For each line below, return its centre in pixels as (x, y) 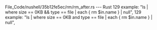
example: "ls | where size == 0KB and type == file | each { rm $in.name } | (79, 17)
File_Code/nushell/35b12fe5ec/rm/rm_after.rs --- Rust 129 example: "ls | (77, 7)
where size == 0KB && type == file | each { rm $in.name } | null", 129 (73, 12)
